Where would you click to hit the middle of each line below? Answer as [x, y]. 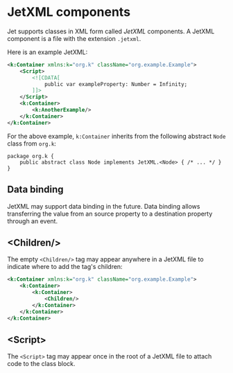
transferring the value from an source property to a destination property [110, 214]
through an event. [32, 221]
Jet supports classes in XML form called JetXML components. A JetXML [111, 31]
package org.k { [31, 156]
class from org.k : [32, 144]
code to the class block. [41, 364]
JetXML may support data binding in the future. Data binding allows [104, 206]
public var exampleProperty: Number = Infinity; [116, 84]
